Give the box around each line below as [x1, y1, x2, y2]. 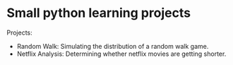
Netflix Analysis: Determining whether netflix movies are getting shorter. [16, 49, 227, 58]
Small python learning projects [6, 5, 191, 21]
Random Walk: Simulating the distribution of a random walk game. [16, 42, 209, 50]
